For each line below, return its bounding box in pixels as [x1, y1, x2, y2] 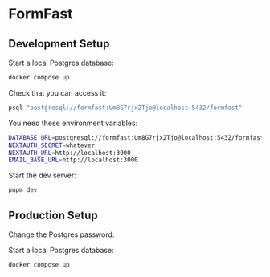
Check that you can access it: [8, 88, 107, 97]
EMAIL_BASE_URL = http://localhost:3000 [8, 156, 138, 165]
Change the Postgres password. [8, 230, 115, 239]
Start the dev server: [8, 170, 76, 181]
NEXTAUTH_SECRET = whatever [8, 141, 95, 149]
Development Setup [8, 37, 110, 51]
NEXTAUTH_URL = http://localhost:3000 [8, 149, 131, 157]
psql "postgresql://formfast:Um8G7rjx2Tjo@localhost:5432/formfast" [8, 104, 243, 112]
